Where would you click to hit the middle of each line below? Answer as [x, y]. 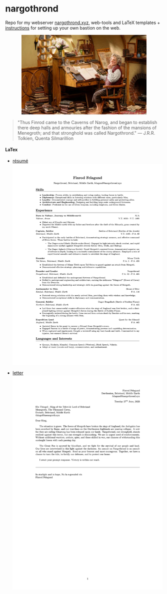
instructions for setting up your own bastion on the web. [63, 28]
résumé [20, 161]
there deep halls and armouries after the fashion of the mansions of [87, 128]
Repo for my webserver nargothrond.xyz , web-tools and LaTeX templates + [83, 23]
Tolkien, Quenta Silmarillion [45, 138]
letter [18, 373]
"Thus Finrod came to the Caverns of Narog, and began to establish [87, 122]
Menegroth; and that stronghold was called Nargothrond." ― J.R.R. [86, 133]
